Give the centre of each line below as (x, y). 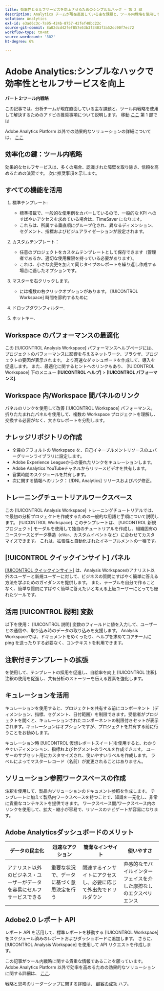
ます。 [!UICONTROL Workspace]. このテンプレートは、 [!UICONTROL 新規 (81, 522)
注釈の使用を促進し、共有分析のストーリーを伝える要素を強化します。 (75, 679)
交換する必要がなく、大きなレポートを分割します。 (56, 420)
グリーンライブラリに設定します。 (50, 456)
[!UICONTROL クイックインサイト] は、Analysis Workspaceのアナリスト (78, 570)
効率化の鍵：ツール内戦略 (43, 154)
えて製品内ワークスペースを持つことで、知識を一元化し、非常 (96, 797)
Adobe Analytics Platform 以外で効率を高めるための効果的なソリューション (80, 968)
